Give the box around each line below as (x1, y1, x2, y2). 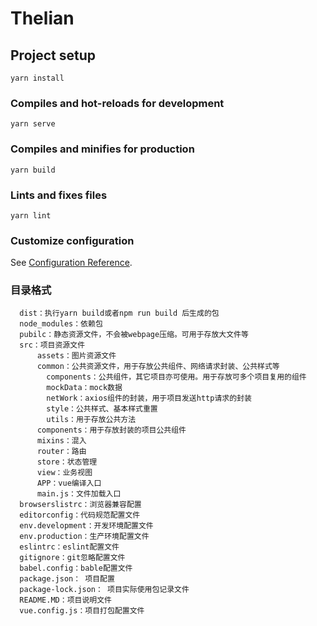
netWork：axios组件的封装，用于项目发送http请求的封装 (46, 393, 252, 404)
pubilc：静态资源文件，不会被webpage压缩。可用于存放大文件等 (19, 330, 249, 340)
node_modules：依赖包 (19, 319, 103, 329)
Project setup (10, 47, 97, 64)
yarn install (10, 73, 65, 83)
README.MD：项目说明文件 (19, 595, 112, 606)
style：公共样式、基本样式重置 (46, 404, 158, 414)
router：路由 (36, 447, 87, 457)
